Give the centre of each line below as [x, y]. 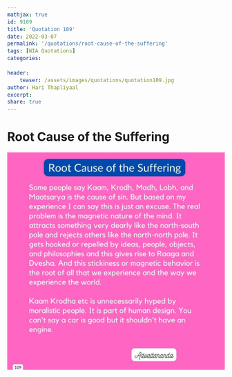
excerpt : [20, 95]
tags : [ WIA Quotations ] [41, 51]
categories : [24, 59]
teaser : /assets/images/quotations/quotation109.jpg [97, 80]
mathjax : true [28, 14]
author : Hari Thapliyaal [43, 87]
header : [18, 72]
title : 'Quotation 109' [41, 29]
